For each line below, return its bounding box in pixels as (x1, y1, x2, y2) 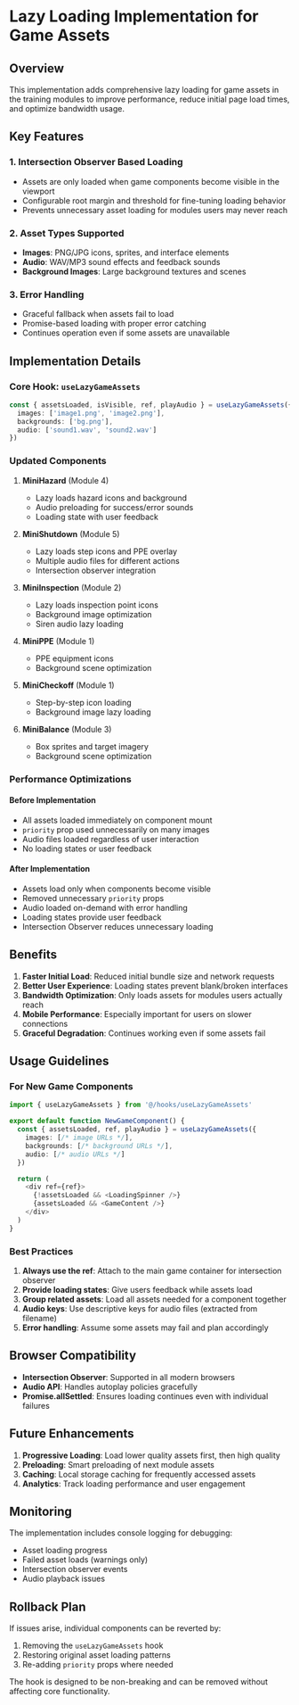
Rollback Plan (9, 1599, 86, 1614)
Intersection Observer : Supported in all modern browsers (21, 1371, 236, 1382)
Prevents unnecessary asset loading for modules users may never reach (21, 204, 287, 215)
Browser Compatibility (9, 1348, 136, 1363)
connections (21, 1018, 69, 1029)
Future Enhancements (9, 1426, 135, 1442)
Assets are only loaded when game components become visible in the (21, 176, 280, 186)
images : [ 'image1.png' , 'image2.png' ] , (17, 409, 166, 418)
